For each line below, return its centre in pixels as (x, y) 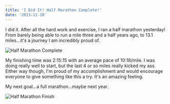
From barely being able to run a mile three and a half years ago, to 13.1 (79, 35)
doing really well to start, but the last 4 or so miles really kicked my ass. (81, 66)
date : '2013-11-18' (26, 15)
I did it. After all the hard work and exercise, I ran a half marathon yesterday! (85, 29)
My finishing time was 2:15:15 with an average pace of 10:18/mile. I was (80, 60)
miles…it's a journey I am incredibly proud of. (53, 40)
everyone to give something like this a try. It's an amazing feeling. (74, 76)
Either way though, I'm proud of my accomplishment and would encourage (84, 71)
